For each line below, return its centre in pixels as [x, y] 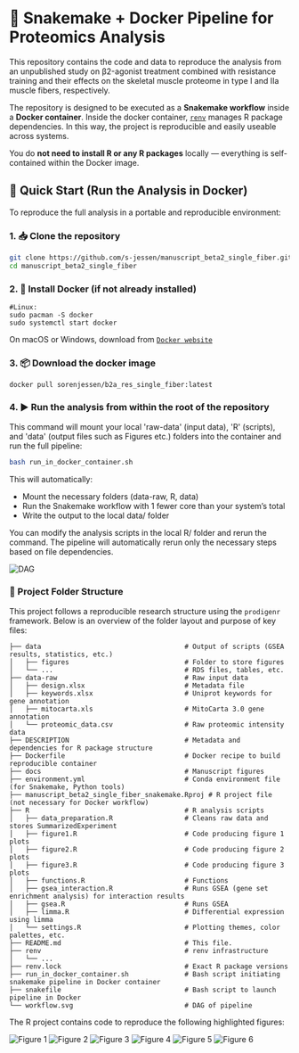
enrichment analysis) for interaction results [97, 896]
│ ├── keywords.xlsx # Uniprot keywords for [141, 693]
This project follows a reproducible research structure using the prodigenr [145, 611]
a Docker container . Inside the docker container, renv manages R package [146, 117]
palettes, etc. [37, 935]
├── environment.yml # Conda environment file [145, 779]
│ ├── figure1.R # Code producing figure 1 [147, 834]
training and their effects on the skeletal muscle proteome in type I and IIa [144, 80]
